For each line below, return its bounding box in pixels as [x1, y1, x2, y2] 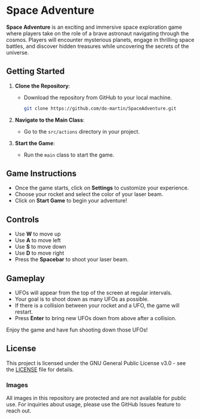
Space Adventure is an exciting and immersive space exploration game [6, 23, 183, 31]
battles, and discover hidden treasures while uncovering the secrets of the [6, 43, 189, 50]
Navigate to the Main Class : [14, 116, 85, 123]
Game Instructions [6, 168, 77, 179]
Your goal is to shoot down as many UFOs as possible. [14, 296, 149, 303]
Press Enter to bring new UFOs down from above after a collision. [14, 315, 177, 322]
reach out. [6, 407, 32, 414]
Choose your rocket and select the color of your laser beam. [14, 191, 164, 198]
